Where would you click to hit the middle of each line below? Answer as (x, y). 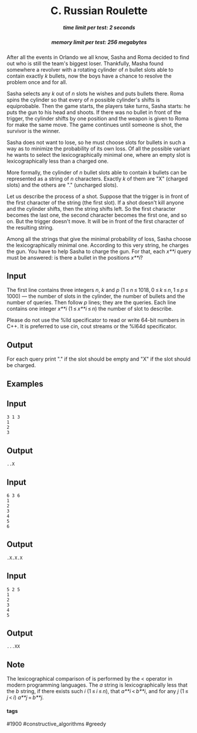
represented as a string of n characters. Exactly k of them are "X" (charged (97, 179)
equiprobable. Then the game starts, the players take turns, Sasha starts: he (98, 106)
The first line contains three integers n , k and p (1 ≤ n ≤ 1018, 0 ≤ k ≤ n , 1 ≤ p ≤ (97, 290)
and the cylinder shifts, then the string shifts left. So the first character (91, 209)
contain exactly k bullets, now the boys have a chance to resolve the (89, 76)
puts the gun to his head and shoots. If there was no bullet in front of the (94, 112)
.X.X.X (15, 558)
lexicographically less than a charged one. (58, 161)
